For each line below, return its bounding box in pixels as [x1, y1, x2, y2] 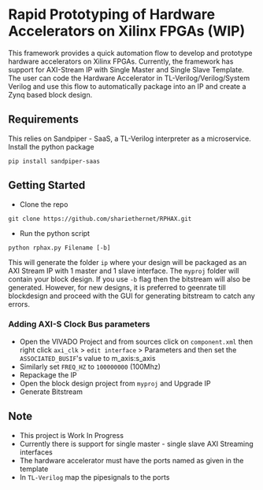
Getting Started [8, 179, 86, 192]
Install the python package [8, 142, 94, 151]
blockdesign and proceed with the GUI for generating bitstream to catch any [8, 291, 256, 300]
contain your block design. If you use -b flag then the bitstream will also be [8, 274, 250, 284]
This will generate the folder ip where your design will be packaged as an [8, 257, 246, 267]
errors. [8, 299, 30, 308]
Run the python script [19, 228, 91, 238]
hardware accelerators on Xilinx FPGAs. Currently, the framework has [8, 57, 234, 66]
